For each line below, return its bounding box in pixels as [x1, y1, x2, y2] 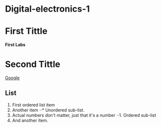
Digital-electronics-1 [5, 3, 90, 15]
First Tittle [5, 26, 48, 37]
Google [5, 75, 20, 81]
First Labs [5, 42, 26, 48]
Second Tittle [5, 59, 61, 70]
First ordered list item [12, 102, 55, 108]
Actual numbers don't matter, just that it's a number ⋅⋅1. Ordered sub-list [12, 112, 157, 118]
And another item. [12, 117, 49, 123]
